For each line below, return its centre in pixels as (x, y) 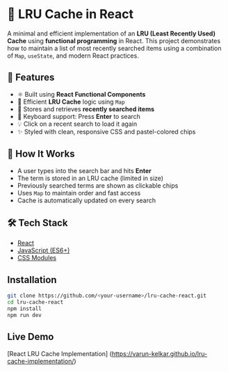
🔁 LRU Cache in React (71, 14)
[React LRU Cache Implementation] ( (60, 353)
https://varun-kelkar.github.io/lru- (160, 353)
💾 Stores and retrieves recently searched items (86, 109)
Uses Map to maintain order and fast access (79, 193)
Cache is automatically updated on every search (87, 200)
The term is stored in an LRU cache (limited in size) (90, 178)
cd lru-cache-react (35, 302)
